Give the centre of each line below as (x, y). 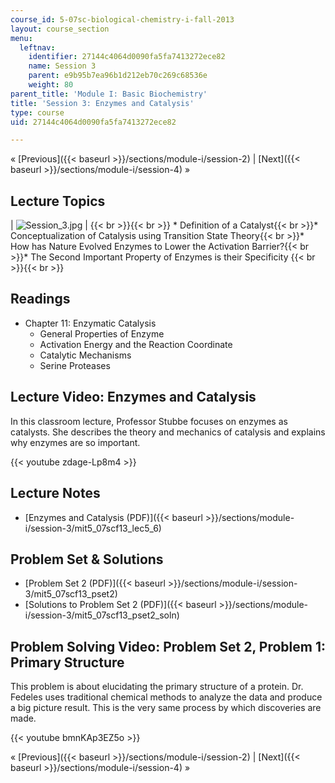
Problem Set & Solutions (87, 559)
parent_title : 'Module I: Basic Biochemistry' (109, 94)
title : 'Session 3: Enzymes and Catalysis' (102, 103)
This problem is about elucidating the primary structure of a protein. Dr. (157, 687)
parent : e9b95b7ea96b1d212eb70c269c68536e (118, 76)
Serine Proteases (75, 365)
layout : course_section (60, 29)
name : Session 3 (62, 66)
